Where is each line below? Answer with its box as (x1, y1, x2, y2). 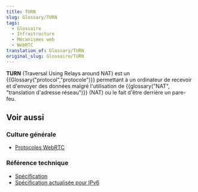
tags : (6, 20, 20, 26)
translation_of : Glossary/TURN (6, 48, 84, 54)
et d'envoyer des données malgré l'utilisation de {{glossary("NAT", (6, 82, 170, 90)
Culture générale (6, 130, 57, 138)
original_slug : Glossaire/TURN (6, 53, 84, 59)
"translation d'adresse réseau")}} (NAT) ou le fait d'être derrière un (6, 89, 171, 96)
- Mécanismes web (11, 36, 55, 42)
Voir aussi (6, 112, 44, 123)
